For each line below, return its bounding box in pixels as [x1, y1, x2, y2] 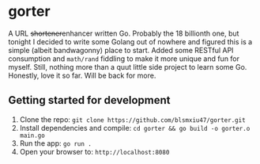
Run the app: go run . [19, 138, 92, 148]
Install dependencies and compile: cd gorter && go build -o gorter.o [19, 123, 251, 132]
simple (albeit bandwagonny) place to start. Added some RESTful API [8, 45, 234, 55]
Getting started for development [8, 93, 171, 107]
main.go [19, 132, 45, 139]
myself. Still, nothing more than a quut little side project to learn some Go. [8, 62, 247, 71]
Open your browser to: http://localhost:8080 [19, 147, 170, 156]
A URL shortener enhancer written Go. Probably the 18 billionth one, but [8, 29, 239, 38]
